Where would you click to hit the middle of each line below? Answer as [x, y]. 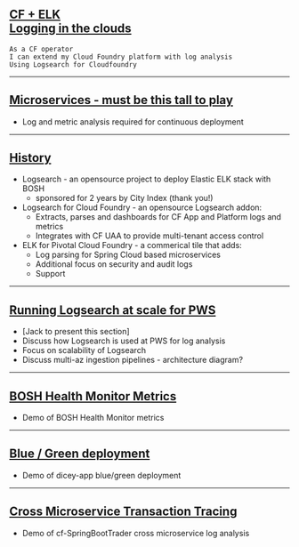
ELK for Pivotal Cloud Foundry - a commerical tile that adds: [132, 245]
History [30, 158]
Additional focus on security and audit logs [114, 264]
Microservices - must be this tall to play [121, 100]
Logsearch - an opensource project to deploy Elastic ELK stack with [146, 179]
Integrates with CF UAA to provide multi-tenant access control [149, 236]
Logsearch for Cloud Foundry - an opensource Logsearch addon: [142, 207]
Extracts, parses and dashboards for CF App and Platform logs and [158, 217]
